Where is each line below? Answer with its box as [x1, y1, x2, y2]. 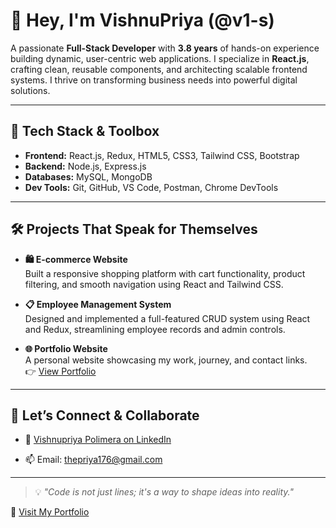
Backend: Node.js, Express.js [24, 160, 147, 172]
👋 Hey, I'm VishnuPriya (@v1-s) [10, 9, 275, 32]
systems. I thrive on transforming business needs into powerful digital [10, 74, 298, 86]
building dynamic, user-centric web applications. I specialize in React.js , [10, 52, 310, 64]
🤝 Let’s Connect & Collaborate [10, 407, 200, 424]
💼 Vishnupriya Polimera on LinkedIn [24, 434, 172, 446]
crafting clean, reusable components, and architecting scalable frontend [10, 63, 308, 75]
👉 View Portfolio [24, 365, 97, 377]
